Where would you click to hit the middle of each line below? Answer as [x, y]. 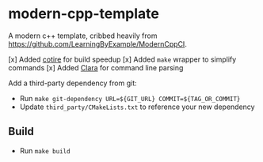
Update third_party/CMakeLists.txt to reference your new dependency [137, 107]
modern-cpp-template [84, 14]
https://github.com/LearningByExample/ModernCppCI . [98, 43]
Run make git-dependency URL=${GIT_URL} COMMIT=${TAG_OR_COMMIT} [130, 98]
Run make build [45, 150]
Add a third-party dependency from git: [72, 83]
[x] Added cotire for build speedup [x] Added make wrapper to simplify [122, 59]
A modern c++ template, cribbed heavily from [83, 36]
